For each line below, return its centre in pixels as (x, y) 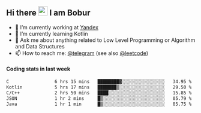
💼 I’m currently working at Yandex (57, 27)
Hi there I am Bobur (49, 13)
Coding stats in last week (38, 69)
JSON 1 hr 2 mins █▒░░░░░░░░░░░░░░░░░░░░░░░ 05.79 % (99, 98)
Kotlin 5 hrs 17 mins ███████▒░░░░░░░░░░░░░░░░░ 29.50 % (99, 87)
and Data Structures (40, 46)
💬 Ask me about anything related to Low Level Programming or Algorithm (105, 40)
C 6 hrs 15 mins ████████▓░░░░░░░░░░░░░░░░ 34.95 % (99, 82)
